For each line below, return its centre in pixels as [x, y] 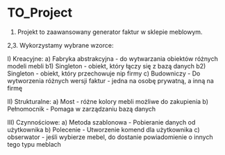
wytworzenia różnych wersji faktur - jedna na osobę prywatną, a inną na [110, 80]
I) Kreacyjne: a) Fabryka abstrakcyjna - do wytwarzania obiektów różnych [113, 58]
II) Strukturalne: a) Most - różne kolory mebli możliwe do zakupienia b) [108, 101]
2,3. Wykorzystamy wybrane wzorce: [60, 45]
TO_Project [40, 13]
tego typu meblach [34, 144]
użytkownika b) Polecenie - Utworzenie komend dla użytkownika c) [103, 129]
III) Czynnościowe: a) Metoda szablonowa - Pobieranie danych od [101, 122]
